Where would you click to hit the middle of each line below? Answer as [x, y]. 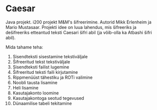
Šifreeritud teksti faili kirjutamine [45, 72]
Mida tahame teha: [24, 47]
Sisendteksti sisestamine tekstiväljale [50, 56]
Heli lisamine [25, 88]
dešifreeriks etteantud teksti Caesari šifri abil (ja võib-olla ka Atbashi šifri [79, 32]
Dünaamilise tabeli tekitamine [42, 103]
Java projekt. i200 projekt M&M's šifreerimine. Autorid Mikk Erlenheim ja [78, 22]
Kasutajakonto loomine [36, 93]
